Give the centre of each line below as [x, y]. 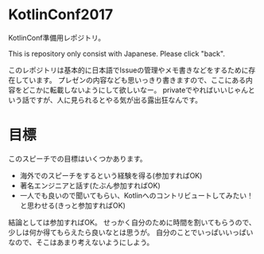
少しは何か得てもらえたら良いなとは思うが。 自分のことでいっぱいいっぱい [131, 232]
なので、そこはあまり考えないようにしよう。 [81, 242]
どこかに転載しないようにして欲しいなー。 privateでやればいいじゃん [135, 90]
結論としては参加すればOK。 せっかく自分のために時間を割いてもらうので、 [132, 222]
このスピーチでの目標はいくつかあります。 [78, 158]
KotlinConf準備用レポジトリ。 [57, 37]
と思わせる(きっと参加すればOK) [72, 205]
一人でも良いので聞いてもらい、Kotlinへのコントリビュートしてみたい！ [137, 195]
